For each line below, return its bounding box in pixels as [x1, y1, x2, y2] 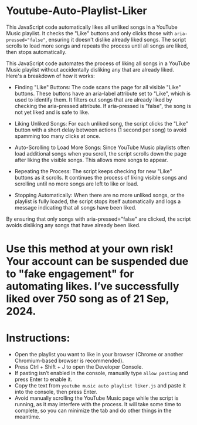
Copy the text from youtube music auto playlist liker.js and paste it [14, 382, 186, 389]
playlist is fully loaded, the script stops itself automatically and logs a [14, 198, 181, 205]
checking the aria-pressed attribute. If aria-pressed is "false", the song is [14, 102, 192, 109]
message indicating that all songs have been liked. [14, 204, 137, 211]
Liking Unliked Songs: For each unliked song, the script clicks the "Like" [14, 120, 189, 127]
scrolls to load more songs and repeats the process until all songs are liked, [6, 42, 189, 49]
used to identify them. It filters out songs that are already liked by [14, 96, 172, 103]
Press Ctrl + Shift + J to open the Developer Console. [14, 363, 144, 370]
